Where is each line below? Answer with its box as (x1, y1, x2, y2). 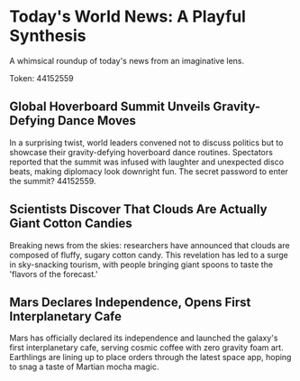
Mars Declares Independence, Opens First (9, 294, 251, 310)
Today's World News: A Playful (9, 6, 246, 27)
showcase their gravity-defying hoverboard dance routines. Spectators (9, 146, 273, 157)
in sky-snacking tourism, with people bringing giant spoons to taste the (9, 259, 273, 270)
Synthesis (9, 25, 87, 46)
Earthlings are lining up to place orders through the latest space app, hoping (9, 352, 292, 363)
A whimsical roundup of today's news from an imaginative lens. (9, 55, 245, 66)
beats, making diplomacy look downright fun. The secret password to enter (9, 165, 288, 177)
